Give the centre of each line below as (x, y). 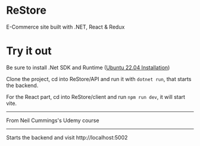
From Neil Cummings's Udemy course (53, 120)
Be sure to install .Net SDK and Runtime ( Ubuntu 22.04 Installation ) (88, 67)
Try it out (29, 51)
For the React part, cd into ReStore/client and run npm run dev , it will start (96, 97)
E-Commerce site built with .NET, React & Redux (65, 27)
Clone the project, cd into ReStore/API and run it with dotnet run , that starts (99, 79)
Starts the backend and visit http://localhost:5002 (67, 137)
